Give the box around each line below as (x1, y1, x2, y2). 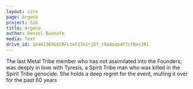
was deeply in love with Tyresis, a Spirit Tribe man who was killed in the (6, 64, 181, 71)
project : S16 (6, 19, 38, 25)
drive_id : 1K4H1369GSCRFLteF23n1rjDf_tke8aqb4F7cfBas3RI (6, 42, 149, 48)
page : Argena (6, 14, 38, 20)
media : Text (6, 36, 35, 42)
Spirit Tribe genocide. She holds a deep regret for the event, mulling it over (6, 70, 188, 77)
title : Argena (6, 25, 41, 31)
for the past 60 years (6, 76, 57, 83)
